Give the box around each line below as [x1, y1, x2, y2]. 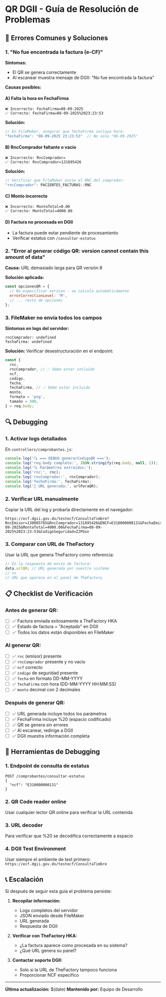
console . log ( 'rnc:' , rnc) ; [5, 470, 61, 475]
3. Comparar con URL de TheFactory [5, 540, 94, 547]
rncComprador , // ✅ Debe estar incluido [9, 367, 95, 372]
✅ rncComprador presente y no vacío [12, 659, 85, 665]
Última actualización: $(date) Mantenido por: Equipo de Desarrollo [5, 986, 143, 993]
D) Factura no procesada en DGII [5, 219, 73, 225]
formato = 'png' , [9, 394, 45, 399]
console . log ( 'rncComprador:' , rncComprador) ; [5, 474, 100, 479]
